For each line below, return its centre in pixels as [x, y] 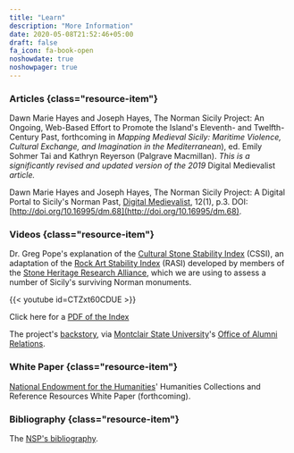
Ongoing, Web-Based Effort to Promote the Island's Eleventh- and [130, 128]
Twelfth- [269, 128]
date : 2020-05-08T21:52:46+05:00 [71, 34]
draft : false [34, 42]
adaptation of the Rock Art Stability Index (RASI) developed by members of [147, 264]
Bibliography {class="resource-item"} [95, 419]
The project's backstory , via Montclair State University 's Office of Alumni [143, 334]
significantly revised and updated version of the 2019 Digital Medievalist [142, 165]
